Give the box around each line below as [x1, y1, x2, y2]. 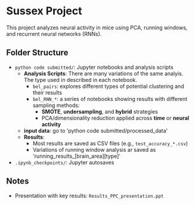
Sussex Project [6, 4, 82, 18]
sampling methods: [32, 102, 80, 109]
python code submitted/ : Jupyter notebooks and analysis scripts [14, 63, 174, 71]
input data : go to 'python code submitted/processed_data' [23, 127, 168, 134]
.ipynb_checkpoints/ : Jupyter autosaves [14, 158, 114, 166]
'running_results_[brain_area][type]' [32, 152, 121, 160]
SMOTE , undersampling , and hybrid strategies [41, 108, 158, 115]
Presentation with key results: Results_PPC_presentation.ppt [14, 192, 164, 199]
